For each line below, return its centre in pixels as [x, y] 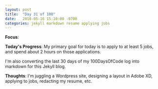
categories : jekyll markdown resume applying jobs [58, 23]
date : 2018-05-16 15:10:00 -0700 [41, 19]
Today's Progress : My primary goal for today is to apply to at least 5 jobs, [79, 46]
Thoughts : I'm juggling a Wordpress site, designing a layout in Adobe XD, [79, 76]
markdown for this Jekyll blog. [35, 67]
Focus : [12, 37]
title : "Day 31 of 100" [30, 14]
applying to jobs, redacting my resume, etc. [49, 81]
